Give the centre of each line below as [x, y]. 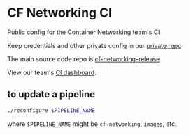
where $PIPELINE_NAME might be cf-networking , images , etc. [92, 124]
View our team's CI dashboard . [52, 72]
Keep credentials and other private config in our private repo [94, 45]
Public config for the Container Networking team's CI [84, 32]
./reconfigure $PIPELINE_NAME [51, 110]
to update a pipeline [51, 94]
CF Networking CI [60, 13]
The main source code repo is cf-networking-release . [85, 59]
